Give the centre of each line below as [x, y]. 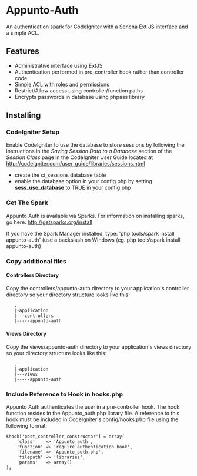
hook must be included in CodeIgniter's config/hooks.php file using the [92, 419]
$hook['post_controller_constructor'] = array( [66, 437]
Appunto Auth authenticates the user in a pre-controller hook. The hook [93, 407]
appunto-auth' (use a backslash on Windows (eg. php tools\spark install [93, 240]
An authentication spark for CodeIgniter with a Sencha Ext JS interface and [97, 27]
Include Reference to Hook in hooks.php [65, 394]
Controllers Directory [33, 275]
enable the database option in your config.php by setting [84, 181]
